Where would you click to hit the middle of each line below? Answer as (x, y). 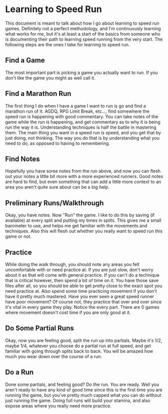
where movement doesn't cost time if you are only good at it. (68, 312)
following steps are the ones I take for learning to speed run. (67, 44)
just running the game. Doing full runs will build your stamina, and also (78, 400)
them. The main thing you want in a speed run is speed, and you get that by (83, 132)
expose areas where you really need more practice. (58, 405)
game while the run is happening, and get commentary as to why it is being (83, 122)
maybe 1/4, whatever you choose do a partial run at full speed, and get (78, 346)
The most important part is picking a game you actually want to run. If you (81, 72)
